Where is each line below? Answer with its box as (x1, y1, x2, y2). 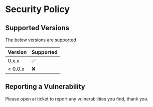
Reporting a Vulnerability (5, 82, 85, 91)
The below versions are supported (5, 37, 76, 43)
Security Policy (5, 4, 70, 15)
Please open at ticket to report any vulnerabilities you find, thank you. (5, 95, 149, 101)
